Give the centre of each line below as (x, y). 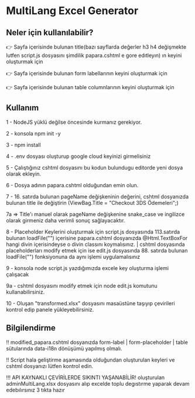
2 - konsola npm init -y (33, 133)
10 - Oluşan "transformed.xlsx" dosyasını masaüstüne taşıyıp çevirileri (90, 303)
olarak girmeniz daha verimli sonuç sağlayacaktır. (66, 220)
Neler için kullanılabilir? (50, 33)
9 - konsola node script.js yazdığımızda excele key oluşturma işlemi (87, 268)
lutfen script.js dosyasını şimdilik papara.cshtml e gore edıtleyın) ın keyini (94, 55)
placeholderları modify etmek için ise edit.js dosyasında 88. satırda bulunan (97, 250)
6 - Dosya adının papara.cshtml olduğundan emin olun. (72, 185)
